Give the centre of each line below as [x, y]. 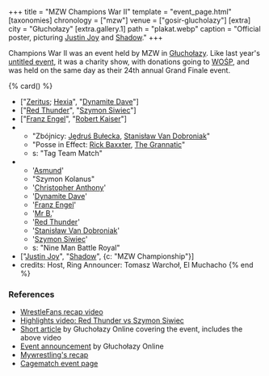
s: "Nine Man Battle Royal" [76, 247]
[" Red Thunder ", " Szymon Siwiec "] [78, 110]
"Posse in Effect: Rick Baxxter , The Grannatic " [109, 144]
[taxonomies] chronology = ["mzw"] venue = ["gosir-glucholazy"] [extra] [130, 20]
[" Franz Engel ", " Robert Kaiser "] [74, 119]
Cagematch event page [59, 364]
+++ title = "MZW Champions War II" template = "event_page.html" [120, 12]
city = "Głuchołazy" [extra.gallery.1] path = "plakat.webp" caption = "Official [134, 29]
